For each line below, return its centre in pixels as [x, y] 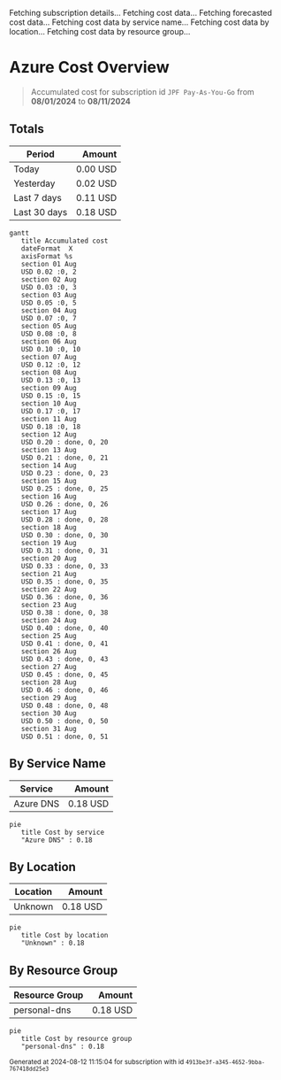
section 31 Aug [49, 729]
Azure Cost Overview [89, 68]
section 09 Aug [49, 388]
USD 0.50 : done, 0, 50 [65, 721]
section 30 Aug [49, 713]
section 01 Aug [49, 264]
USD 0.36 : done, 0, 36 [65, 597]
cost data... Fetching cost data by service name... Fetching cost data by [139, 22]
